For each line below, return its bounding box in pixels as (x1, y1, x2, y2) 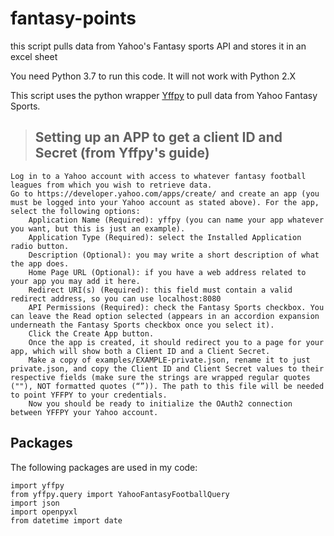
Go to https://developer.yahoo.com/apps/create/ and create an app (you (10, 188, 320, 199)
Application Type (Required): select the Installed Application (28, 232, 302, 242)
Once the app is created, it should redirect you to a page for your (28, 337, 325, 347)
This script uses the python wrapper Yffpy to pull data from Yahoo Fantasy (10, 89, 318, 101)
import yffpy (10, 480, 65, 491)
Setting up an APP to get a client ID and (34, 129, 283, 146)
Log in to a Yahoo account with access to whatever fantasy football (10, 171, 307, 181)
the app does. (10, 258, 70, 269)
